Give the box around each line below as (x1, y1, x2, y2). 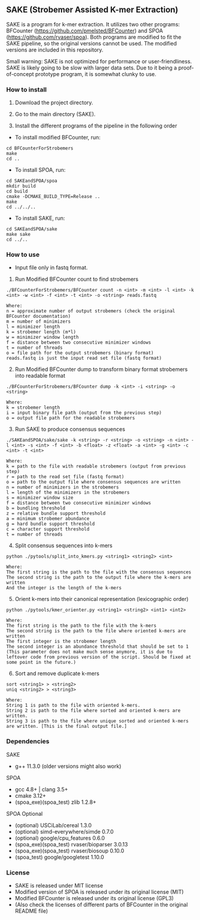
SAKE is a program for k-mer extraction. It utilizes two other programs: (6, 20, 180, 28)
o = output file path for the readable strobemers (6, 415, 135, 421)
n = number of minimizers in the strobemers (6, 484, 119, 490)
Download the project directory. (14, 99, 93, 107)
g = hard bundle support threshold (6, 521, 95, 527)
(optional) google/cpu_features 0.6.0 (14, 834, 105, 842)
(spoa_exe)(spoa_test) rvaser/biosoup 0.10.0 (14, 847, 125, 854)
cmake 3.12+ (14, 792, 47, 799)
